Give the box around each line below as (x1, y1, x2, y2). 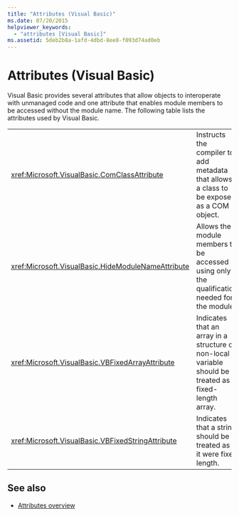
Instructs (196, 130, 226, 139)
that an (196, 322, 220, 332)
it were (196, 449, 219, 459)
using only (196, 266, 231, 276)
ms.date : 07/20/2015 (7, 17, 69, 24)
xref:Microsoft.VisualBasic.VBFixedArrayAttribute (11, 357, 175, 367)
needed (196, 293, 222, 302)
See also (7, 482, 46, 495)
